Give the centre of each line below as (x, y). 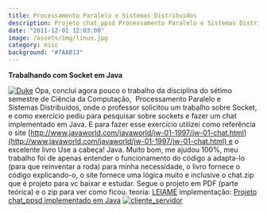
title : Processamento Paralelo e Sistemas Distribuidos (103, 15)
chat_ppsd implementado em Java (65, 200)
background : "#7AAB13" (46, 52)
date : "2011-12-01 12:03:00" (56, 30)
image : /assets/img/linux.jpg (58, 38)
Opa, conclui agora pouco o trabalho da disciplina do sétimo (133, 91)
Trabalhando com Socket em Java (66, 75)
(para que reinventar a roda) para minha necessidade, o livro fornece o (124, 167)
